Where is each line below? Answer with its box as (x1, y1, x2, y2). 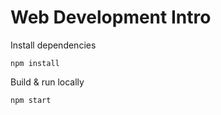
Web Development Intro (10, 6, 212, 29)
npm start (10, 95, 52, 105)
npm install (10, 58, 60, 68)
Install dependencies (10, 39, 97, 51)
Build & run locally (10, 76, 85, 88)
